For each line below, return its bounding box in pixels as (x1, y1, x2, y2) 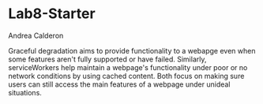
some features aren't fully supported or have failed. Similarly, (8, 54, 207, 64)
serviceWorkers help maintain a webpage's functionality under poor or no (8, 62, 248, 72)
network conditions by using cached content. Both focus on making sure (8, 71, 245, 80)
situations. (8, 87, 42, 97)
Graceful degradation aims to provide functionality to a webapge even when (8, 46, 256, 55)
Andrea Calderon (8, 31, 64, 40)
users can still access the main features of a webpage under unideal (8, 80, 231, 89)
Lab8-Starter (8, 5, 96, 23)
